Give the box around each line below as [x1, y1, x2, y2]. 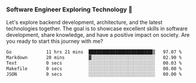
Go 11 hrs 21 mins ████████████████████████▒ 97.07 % [6, 49, 182, 55]
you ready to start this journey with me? [6, 38, 103, 45]
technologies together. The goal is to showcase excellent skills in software [6, 25, 188, 32]
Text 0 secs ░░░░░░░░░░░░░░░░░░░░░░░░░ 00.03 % [6, 60, 182, 66]
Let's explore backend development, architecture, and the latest [6, 19, 163, 26]
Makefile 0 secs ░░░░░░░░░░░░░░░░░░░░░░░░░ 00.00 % [6, 65, 182, 72]
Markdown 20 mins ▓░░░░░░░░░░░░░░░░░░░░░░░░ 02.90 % [6, 55, 182, 61]
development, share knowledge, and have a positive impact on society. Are [6, 31, 190, 39]
